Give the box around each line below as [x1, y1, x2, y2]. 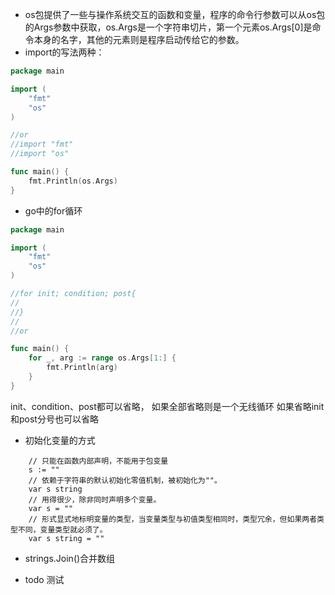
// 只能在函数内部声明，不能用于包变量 [28, 456, 169, 466]
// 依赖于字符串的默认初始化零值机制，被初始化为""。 [28, 475, 222, 485]
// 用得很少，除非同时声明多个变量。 [28, 494, 162, 505]
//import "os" [10, 149, 70, 159]
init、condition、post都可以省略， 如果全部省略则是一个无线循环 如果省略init [10, 400, 325, 412]
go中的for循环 [24, 204, 83, 217]
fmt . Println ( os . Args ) [28, 176, 118, 186]
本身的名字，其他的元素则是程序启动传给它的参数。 [33, 34, 245, 45]
